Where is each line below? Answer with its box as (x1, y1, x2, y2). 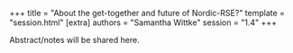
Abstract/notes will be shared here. (9, 35, 140, 45)
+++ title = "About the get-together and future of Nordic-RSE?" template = (9, 8, 286, 18)
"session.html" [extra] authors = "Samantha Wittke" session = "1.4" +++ (9, 17, 278, 28)
